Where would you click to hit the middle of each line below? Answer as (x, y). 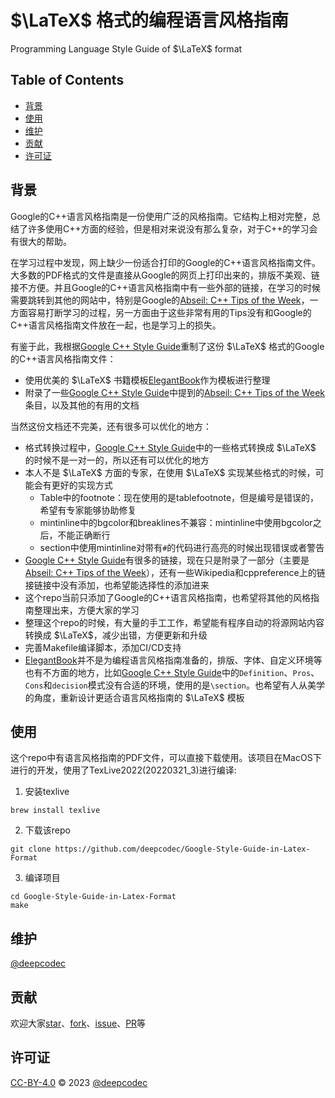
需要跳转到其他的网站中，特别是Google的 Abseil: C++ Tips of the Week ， (160, 300)
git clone (31, 849)
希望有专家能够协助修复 (88, 510)
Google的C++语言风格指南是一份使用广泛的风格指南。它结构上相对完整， (161, 216)
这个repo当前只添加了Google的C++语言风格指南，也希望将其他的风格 (168, 597)
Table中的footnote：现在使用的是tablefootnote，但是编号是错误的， (179, 497)
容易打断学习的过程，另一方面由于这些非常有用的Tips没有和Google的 (169, 312)
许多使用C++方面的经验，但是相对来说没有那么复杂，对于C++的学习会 (172, 228)
